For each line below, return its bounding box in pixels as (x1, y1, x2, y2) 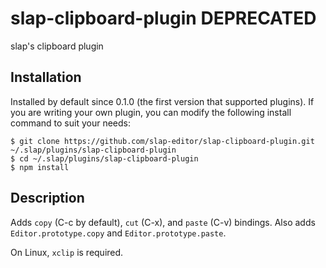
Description (10, 190, 85, 207)
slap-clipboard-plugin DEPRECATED (10, 7, 317, 30)
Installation (10, 69, 82, 86)
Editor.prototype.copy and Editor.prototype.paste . (10, 227, 227, 239)
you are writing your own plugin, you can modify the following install (10, 106, 292, 118)
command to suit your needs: (10, 117, 131, 129)
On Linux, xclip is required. (10, 246, 124, 258)
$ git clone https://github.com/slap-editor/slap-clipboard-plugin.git (10, 136, 315, 146)
